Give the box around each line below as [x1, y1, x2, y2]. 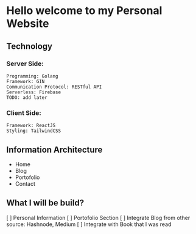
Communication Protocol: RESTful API [6, 84, 102, 90]
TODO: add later [6, 94, 47, 101]
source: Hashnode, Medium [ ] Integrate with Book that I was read [6, 221, 172, 228]
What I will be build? [6, 198, 84, 208]
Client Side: [6, 108, 41, 117]
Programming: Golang [6, 73, 59, 79]
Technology [6, 41, 53, 51]
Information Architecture [6, 144, 103, 155]
